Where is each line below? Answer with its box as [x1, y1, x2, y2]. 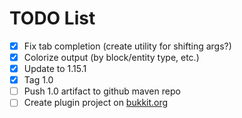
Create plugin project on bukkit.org [23, 97, 169, 109]
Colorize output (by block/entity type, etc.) [23, 52, 200, 63]
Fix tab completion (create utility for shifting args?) [23, 40, 232, 52]
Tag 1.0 [23, 74, 54, 86]
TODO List [9, 7, 96, 30]
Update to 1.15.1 [23, 63, 87, 75]
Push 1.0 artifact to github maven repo [23, 85, 181, 97]
